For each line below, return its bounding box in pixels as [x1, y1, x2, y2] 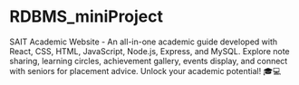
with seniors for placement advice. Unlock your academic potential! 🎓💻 [9, 65, 282, 76]
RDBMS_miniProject [9, 6, 164, 27]
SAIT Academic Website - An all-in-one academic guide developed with [9, 36, 278, 47]
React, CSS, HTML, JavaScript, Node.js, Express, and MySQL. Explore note [9, 45, 290, 56]
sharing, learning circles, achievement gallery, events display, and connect [9, 55, 288, 66]
